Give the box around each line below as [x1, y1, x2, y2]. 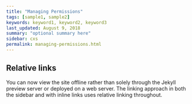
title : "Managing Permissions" [6, 8, 83, 15]
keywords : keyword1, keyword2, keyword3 [6, 19, 108, 25]
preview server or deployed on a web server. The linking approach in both [6, 85, 186, 92]
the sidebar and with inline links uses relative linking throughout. [6, 91, 162, 98]
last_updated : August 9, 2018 [6, 25, 81, 31]
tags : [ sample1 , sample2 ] [6, 14, 70, 20]
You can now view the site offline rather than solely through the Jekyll [6, 79, 176, 86]
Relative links [6, 63, 57, 73]
